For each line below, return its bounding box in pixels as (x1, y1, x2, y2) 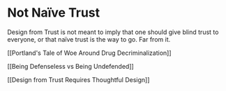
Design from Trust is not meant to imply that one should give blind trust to (7, 28, 219, 36)
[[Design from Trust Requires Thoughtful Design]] (7, 75, 150, 84)
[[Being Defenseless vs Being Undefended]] (7, 62, 134, 70)
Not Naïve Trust (7, 5, 100, 21)
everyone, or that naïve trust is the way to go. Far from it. (7, 35, 171, 43)
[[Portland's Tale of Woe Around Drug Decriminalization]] (7, 49, 172, 57)
